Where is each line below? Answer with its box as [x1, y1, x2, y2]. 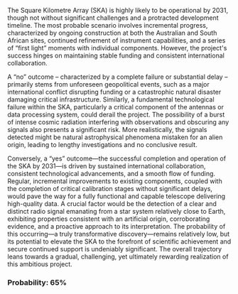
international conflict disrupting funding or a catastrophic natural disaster [7, 88, 222, 96]
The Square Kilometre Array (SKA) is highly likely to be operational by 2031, [7, 6, 229, 14]
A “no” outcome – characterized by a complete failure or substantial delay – [7, 72, 228, 81]
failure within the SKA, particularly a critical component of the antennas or [7, 103, 224, 111]
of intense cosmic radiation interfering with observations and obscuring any [7, 118, 229, 126]
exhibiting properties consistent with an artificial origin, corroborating [7, 214, 210, 223]
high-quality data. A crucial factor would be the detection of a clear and [7, 200, 217, 208]
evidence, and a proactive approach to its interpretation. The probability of [7, 222, 226, 230]
